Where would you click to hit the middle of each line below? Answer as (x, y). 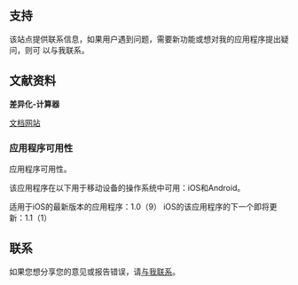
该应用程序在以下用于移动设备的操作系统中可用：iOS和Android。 (127, 187)
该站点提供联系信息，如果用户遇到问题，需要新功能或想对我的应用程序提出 (145, 39)
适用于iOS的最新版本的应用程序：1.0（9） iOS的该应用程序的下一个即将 (139, 206)
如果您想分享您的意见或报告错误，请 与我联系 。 (94, 271)
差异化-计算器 (35, 104)
